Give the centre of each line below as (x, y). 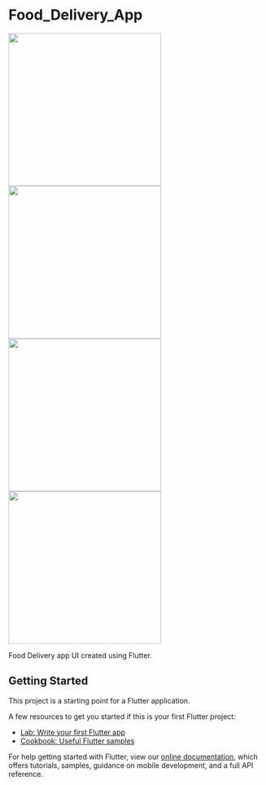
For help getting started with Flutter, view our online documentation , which (133, 756)
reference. (26, 774)
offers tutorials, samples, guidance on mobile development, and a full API (131, 765)
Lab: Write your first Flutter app (73, 732)
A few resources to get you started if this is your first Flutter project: (122, 716)
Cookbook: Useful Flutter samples (77, 741)
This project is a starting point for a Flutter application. (99, 700)
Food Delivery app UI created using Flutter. (80, 655)
